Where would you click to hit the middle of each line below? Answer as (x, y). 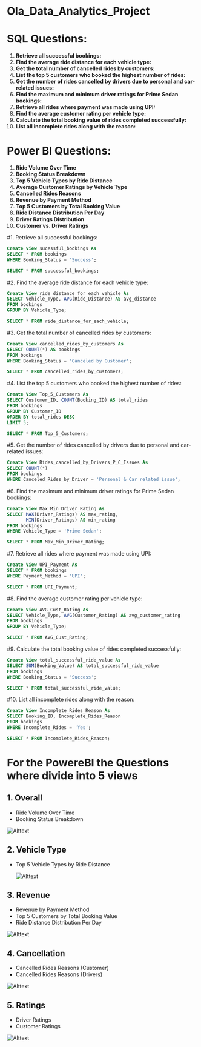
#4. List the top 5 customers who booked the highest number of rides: (94, 384)
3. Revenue (28, 895)
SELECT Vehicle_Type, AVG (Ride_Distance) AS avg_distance (81, 299)
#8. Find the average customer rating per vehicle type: (75, 599)
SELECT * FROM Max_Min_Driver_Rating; (56, 542)
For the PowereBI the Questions (88, 763)
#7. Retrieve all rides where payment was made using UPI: (79, 554)
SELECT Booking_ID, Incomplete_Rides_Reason (64, 716)
